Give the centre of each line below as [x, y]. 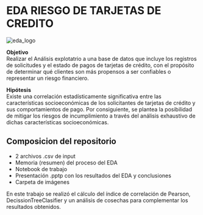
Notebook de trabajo [41, 169]
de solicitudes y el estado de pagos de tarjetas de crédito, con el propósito [100, 65]
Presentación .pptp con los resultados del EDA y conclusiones [93, 175]
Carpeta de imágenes [42, 182]
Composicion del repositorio [62, 142]
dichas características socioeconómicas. [58, 122]
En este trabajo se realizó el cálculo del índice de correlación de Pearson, [98, 194]
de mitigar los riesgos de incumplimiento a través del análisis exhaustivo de [101, 116]
